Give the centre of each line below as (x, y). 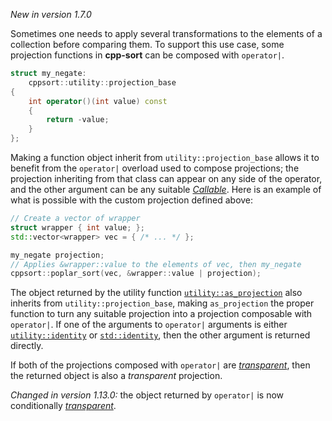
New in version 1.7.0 (51, 14)
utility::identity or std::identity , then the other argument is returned (160, 335)
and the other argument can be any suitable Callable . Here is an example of (166, 189)
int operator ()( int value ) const (98, 101)
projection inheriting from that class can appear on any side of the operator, (166, 178)
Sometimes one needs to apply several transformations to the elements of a (166, 33)
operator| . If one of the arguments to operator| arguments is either (149, 325)
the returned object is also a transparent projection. (116, 376)
